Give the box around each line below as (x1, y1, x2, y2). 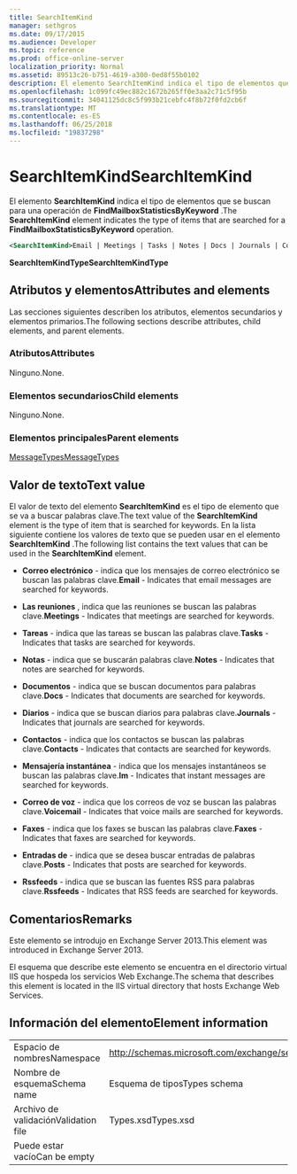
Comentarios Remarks (9, 912, 133, 927)
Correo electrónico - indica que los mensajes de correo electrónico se (21, 565, 280, 576)
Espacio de (13, 1040, 60, 1053)
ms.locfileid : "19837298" (9, 128, 104, 137)
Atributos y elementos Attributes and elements (9, 283, 270, 298)
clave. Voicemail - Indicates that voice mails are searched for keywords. (21, 806, 284, 817)
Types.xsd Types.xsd (109, 1114, 194, 1126)
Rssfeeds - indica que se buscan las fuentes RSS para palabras (21, 876, 255, 887)
